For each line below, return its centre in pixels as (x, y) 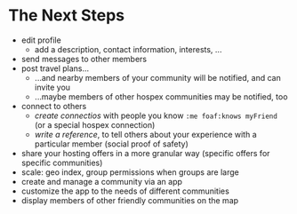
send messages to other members (84, 59)
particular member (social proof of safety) (111, 144)
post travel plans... (55, 68)
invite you (52, 87)
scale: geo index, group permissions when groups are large (130, 172)
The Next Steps (67, 16)
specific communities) (62, 162)
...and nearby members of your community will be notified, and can (157, 77)
